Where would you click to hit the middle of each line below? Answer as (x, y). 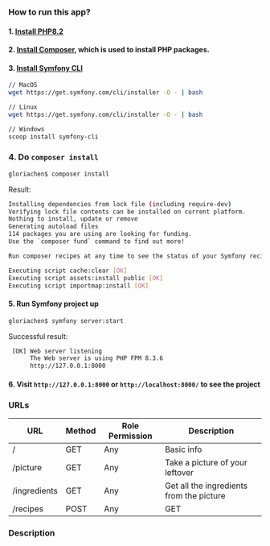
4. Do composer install (53, 157)
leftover (179, 473)
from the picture (195, 496)
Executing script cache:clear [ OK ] (68, 271)
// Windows (27, 129)
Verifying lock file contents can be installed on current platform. (127, 212)
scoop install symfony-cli (53, 136)
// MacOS (23, 85)
